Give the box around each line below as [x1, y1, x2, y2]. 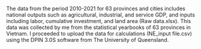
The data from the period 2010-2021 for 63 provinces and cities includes [6, 5, 186, 12]
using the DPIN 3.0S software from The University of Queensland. [6, 37, 169, 43]
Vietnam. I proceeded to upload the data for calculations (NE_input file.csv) [6, 30, 192, 37]
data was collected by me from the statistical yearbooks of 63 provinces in [6, 24, 191, 31]
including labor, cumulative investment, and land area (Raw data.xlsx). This [6, 18, 191, 24]
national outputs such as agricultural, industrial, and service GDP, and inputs [6, 11, 195, 18]
